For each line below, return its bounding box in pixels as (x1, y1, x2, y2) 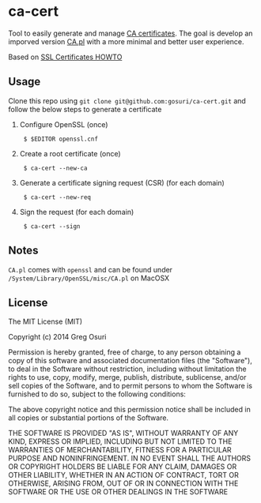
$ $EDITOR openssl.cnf (23, 135, 99, 143)
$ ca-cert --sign (23, 222, 81, 231)
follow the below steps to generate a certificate (8, 104, 162, 114)
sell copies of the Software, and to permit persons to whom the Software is (8, 381, 253, 391)
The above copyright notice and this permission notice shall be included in (8, 405, 251, 415)
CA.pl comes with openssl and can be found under (8, 265, 172, 274)
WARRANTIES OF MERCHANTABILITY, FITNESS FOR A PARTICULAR (8, 445, 232, 455)
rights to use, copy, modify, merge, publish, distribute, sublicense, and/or (8, 373, 247, 382)
